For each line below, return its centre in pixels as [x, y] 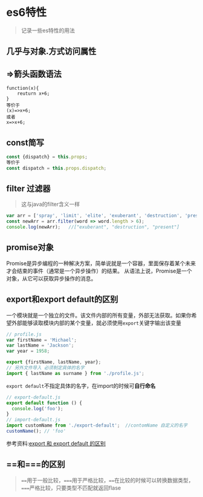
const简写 [25, 142]
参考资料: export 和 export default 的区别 [56, 443]
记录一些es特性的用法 [48, 30]
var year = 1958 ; [28, 351]
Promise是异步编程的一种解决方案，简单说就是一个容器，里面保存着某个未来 [101, 263]
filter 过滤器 [28, 188]
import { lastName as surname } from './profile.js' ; [76, 373]
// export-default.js [34, 397]
